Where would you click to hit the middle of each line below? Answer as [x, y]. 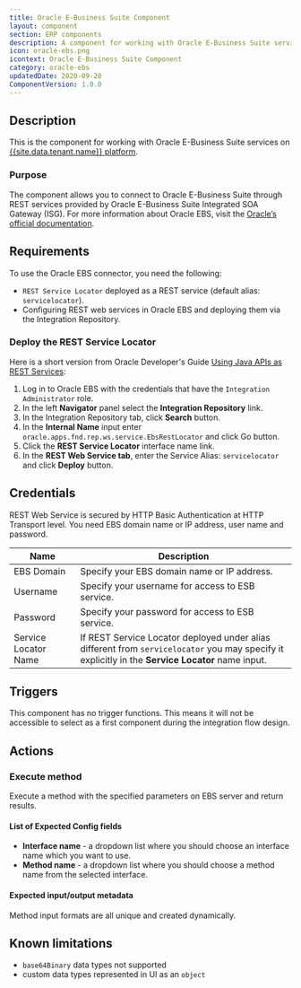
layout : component [43, 26]
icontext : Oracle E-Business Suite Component [95, 59]
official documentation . [52, 223]
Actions [31, 751]
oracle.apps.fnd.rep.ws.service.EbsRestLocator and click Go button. [151, 436]
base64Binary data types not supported [95, 965]
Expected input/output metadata [72, 895]
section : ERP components [56, 34]
